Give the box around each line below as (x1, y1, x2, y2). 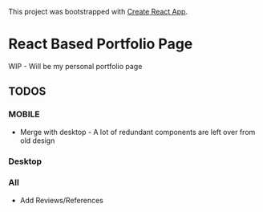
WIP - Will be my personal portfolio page (8, 61, 143, 71)
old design (19, 136, 55, 145)
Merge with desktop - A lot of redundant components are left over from (19, 127, 256, 137)
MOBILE (8, 108, 40, 120)
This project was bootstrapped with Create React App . (8, 7, 188, 16)
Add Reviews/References (19, 195, 104, 205)
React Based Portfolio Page (8, 35, 193, 53)
